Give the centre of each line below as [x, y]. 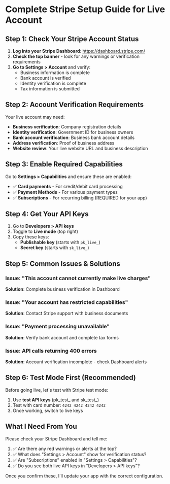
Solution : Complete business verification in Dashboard [63, 289]
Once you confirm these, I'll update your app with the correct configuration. [84, 476]
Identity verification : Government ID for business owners [73, 132]
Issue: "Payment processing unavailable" [58, 327]
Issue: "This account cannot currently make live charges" [78, 278]
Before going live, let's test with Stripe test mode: [57, 390]
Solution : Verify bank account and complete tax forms [62, 337]
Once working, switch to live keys [48, 410]
